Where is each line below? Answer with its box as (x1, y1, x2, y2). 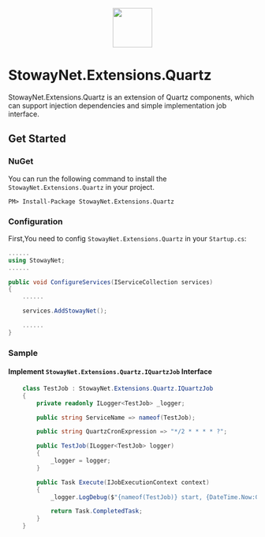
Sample (8, 347, 38, 358)
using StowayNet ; (8, 256, 65, 264)
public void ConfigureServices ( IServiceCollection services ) (8, 278, 214, 286)
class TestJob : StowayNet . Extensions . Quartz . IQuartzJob (22, 384, 214, 392)
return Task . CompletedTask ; (50, 507, 144, 516)
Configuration (8, 216, 63, 227)
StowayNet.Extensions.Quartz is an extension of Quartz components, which (8, 92, 255, 102)
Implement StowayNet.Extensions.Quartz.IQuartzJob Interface (8, 367, 213, 376)
